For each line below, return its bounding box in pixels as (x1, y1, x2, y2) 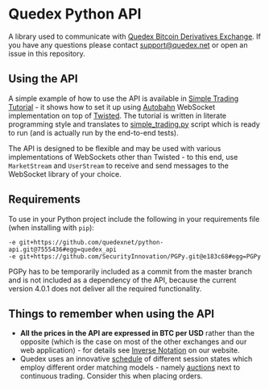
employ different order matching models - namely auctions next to (19, 362, 240, 372)
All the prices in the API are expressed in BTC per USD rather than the (19, 328, 255, 338)
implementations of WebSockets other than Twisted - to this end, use (8, 152, 238, 161)
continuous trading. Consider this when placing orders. (19, 371, 203, 381)
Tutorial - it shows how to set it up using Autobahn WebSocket (8, 102, 216, 111)
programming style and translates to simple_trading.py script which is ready (8, 119, 260, 129)
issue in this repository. (8, 48, 86, 58)
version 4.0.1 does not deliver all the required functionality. (8, 283, 202, 293)
